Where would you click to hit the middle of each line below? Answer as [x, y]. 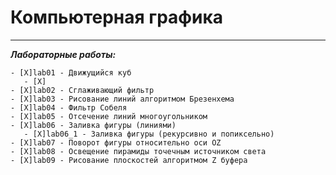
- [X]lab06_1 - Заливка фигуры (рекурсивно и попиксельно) [149, 134]
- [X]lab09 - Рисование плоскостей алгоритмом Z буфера [129, 160]
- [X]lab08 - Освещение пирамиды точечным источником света [138, 151]
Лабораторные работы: [63, 54]
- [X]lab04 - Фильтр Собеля [69, 107]
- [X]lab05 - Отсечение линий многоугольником [109, 116]
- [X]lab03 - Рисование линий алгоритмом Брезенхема [122, 99]
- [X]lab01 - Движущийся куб [71, 72]
